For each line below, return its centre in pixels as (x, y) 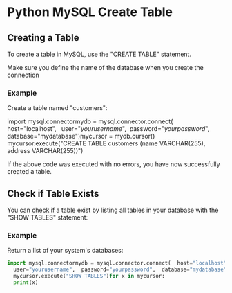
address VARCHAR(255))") (45, 151)
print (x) (26, 283)
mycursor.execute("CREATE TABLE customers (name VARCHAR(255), (106, 143)
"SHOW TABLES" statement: (48, 217)
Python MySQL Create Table (90, 12)
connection (23, 75)
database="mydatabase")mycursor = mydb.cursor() (81, 136)
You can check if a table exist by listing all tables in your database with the (113, 210)
